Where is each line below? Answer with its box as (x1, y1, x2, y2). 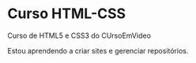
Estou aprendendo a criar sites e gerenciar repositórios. (7, 46, 189, 55)
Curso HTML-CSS (7, 5, 126, 23)
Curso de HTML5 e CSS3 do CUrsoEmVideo (7, 31, 152, 40)
